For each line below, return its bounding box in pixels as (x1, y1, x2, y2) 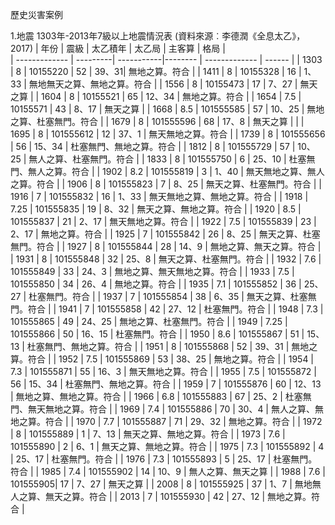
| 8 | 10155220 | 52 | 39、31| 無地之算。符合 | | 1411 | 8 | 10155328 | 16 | (10, 66, 302, 77)
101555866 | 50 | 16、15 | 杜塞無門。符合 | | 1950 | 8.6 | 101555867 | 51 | (10, 328, 305, 340)
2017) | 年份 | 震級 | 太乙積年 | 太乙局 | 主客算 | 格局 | (10, 43, 226, 54)
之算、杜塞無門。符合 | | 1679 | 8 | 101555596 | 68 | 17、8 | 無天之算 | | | (10, 116, 305, 127)
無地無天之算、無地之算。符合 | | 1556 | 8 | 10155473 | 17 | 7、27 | (28, 78, 298, 90)
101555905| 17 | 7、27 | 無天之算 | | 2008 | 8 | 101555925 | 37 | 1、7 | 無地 (10, 478, 313, 490)
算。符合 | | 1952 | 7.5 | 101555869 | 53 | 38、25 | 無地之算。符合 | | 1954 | (10, 353, 315, 365)
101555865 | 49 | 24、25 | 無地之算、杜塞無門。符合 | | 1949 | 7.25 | (10, 316, 288, 327)
